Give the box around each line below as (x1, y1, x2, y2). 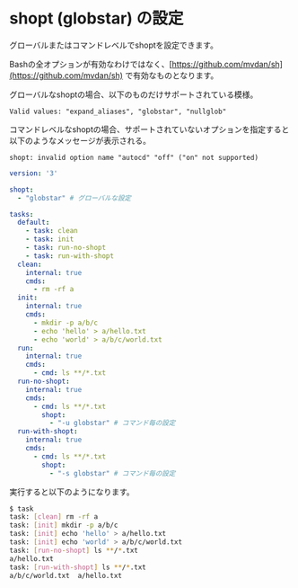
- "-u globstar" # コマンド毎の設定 (48, 419, 176, 428)
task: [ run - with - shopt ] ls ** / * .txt (9, 563, 146, 572)
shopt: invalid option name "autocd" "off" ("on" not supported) (9, 153, 259, 162)
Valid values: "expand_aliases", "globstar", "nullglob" (9, 107, 227, 116)
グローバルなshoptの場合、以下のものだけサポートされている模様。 (9, 89, 259, 100)
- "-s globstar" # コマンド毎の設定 (48, 468, 176, 477)
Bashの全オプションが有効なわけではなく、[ (9, 58, 172, 69)
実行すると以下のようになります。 (9, 486, 135, 497)
